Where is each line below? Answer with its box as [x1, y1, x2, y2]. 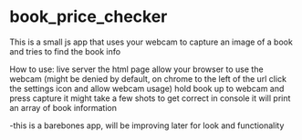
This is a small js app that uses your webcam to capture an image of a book [9, 36, 294, 47]
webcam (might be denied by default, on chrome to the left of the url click [9, 73, 287, 84]
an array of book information [9, 102, 117, 113]
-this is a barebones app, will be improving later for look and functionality [9, 120, 285, 131]
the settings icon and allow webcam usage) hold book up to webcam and [9, 83, 285, 94]
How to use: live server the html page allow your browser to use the [9, 64, 264, 75]
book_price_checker [9, 6, 168, 27]
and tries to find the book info [9, 45, 121, 56]
